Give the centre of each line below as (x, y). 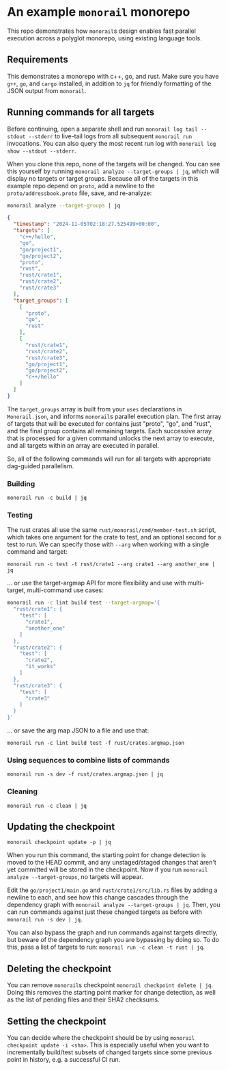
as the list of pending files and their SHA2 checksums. (83, 999)
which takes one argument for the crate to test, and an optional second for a (114, 537)
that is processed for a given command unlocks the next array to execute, (111, 438)
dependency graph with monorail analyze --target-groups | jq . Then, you (114, 905)
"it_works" (41, 667)
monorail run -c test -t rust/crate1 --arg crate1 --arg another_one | (111, 564)
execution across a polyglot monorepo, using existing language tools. (105, 38)
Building (21, 483)
